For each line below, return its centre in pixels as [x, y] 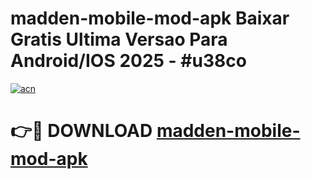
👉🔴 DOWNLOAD [81, 131]
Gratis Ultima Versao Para [119, 39]
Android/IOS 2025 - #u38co [128, 61]
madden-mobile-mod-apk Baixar [150, 18]
